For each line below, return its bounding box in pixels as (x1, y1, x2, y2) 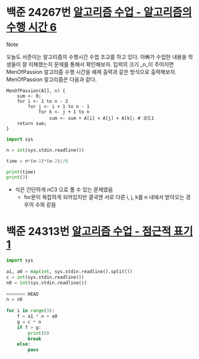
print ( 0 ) (28, 330, 50, 336)
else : (17, 341, 31, 348)
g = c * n (17, 319, 42, 325)
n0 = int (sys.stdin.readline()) (6, 280, 87, 286)
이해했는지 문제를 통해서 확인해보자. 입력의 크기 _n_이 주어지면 (28, 61, 174, 68)
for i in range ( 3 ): (6, 308, 55, 314)
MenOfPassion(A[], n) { (6, 88, 66, 94)
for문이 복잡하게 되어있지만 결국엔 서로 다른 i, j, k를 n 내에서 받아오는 (23, 194, 185, 201)
